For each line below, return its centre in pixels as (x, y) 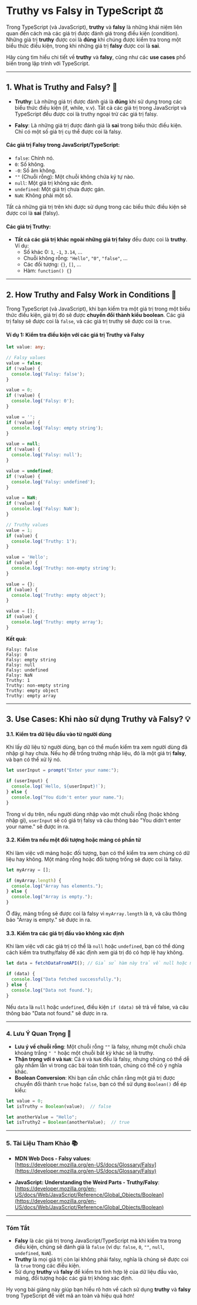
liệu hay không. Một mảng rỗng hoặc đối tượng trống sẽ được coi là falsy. (94, 859)
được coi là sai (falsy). (33, 213)
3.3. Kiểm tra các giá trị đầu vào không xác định (65, 933)
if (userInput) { (27, 781)
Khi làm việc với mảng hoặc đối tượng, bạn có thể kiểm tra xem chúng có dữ (98, 853)
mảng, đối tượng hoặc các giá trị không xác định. (74, 1278)
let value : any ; (26, 347)
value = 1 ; (19, 530)
